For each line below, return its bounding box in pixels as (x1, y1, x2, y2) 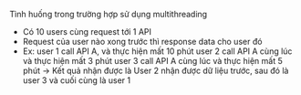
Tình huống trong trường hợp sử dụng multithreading (9, 9, 208, 19)
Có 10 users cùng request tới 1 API (22, 26, 152, 37)
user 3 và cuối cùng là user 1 (22, 75, 131, 86)
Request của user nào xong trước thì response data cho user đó (22, 37, 263, 47)
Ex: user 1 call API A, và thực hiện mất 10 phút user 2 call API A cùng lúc (22, 46, 293, 57)
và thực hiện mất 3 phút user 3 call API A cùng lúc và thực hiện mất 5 (22, 56, 283, 66)
